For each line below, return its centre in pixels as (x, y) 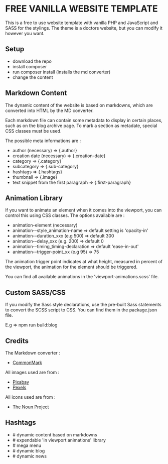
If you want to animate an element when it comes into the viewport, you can (83, 210)
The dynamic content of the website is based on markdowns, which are (79, 105)
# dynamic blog (29, 450)
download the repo (32, 61)
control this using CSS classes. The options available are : (65, 215)
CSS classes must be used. (33, 131)
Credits (17, 341)
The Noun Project (31, 407)
